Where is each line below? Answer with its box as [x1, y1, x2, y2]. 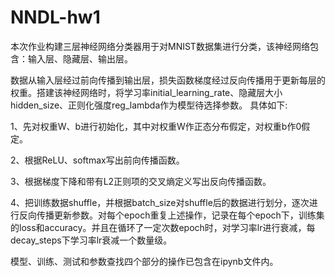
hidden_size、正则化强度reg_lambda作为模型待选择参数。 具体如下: [10, 99, 288, 111]
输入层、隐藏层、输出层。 [27, 52, 133, 65]
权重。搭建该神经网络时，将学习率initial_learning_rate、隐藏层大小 [10, 86, 283, 98]
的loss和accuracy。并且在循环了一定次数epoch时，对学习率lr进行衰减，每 [10, 221, 316, 233]
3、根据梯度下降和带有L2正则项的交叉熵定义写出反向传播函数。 [10, 175, 272, 187]
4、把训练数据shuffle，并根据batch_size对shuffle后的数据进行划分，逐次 [10, 196, 310, 208]
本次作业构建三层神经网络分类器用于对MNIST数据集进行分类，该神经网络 [10, 40, 310, 52]
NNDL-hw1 [10, 6, 101, 29]
